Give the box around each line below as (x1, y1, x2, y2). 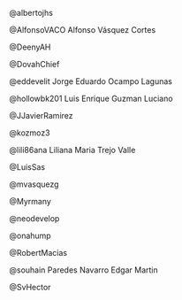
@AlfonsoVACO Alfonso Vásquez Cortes (9, 25, 156, 35)
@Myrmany (9, 196, 51, 206)
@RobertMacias (9, 248, 68, 258)
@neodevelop (9, 213, 60, 224)
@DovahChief (9, 59, 60, 69)
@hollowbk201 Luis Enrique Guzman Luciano (9, 93, 174, 104)
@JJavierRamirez (9, 111, 73, 120)
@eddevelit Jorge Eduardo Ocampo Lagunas (9, 76, 172, 87)
